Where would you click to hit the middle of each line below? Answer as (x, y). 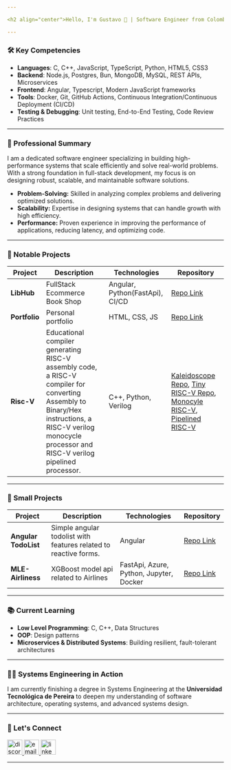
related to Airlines (79, 578)
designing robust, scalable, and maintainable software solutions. (98, 181)
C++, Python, (130, 397)
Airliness (26, 578)
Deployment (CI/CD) (46, 104)
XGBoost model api (82, 569)
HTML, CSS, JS (133, 316)
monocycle (64, 436)
